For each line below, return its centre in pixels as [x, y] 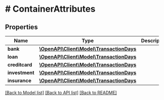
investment [21, 73]
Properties [21, 27]
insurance [20, 80]
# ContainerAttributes [50, 9]
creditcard [20, 65]
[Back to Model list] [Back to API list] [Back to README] [61, 93]
